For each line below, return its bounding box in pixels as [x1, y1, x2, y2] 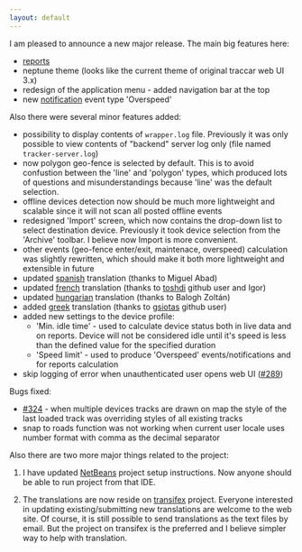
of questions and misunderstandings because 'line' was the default [22, 177, 272, 188]
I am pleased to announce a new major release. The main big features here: [9, 38, 290, 49]
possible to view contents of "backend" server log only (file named [22, 138, 271, 149]
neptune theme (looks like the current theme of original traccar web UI [22, 65, 285, 76]
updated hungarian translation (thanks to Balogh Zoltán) [22, 291, 231, 302]
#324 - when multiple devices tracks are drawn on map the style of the [22, 403, 287, 414]
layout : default [9, 13, 70, 23]
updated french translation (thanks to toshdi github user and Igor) [22, 281, 266, 293]
